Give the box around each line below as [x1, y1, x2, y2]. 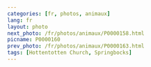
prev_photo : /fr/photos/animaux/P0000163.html [7, 43, 145, 50]
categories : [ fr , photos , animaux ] [7, 10, 111, 17]
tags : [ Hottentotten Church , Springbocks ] [7, 50, 132, 57]
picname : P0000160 [7, 36, 61, 43]
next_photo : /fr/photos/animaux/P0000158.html [7, 29, 145, 37]
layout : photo [7, 23, 49, 30]
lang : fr [7, 17, 33, 24]
